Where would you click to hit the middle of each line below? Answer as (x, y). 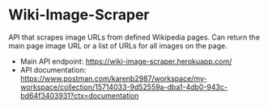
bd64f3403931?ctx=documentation (79, 95)
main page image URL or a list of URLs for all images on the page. (118, 45)
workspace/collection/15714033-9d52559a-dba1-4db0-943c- (124, 87)
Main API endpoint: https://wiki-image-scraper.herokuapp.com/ (126, 61)
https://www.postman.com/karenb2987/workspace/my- (113, 78)
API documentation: (53, 69)
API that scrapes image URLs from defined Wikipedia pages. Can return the (134, 37)
